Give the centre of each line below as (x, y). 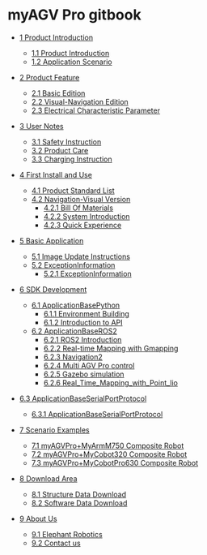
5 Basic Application (51, 240)
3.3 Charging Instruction (72, 159)
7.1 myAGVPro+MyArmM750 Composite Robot (108, 445)
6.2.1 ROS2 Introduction (82, 339)
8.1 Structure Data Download (79, 494)
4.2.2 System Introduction (87, 216)
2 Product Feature (49, 77)
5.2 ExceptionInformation (73, 265)
